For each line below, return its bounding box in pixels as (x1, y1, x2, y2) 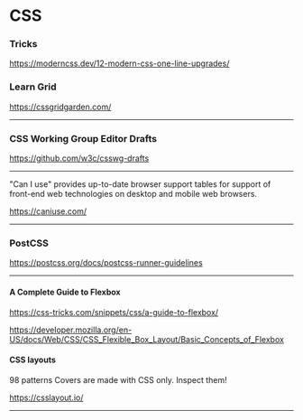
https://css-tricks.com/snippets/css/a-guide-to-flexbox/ (9, 306, 219, 317)
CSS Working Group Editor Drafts (9, 132, 158, 145)
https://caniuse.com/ (9, 206, 87, 217)
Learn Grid (9, 80, 57, 93)
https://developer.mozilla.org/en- (9, 324, 133, 335)
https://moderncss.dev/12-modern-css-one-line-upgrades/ (9, 58, 230, 69)
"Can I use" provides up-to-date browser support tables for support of (9, 179, 271, 190)
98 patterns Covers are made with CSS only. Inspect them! (9, 374, 227, 385)
